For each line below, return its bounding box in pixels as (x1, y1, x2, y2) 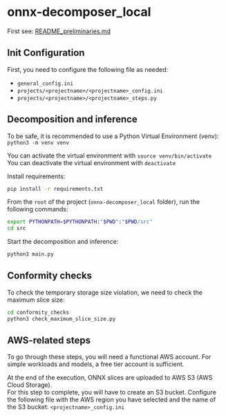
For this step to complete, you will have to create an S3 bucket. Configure (7, 388, 216, 397)
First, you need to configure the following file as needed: (7, 65, 169, 73)
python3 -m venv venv (7, 139, 70, 146)
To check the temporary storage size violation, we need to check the (7, 288, 203, 296)
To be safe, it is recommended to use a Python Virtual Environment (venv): (7, 132, 219, 140)
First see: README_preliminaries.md (7, 27, 111, 35)
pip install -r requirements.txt (7, 185, 104, 192)
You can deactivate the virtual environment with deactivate (7, 158, 176, 167)
